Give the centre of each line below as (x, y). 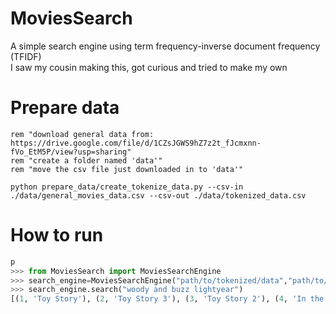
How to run (57, 235)
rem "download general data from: (82, 134)
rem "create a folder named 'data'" (86, 160)
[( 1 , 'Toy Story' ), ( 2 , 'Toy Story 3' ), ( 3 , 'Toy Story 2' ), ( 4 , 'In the (167, 299)
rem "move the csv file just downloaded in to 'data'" (127, 169)
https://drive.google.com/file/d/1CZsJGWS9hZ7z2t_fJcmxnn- (136, 143)
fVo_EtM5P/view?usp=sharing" (71, 152)
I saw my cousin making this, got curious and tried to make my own (149, 67)
